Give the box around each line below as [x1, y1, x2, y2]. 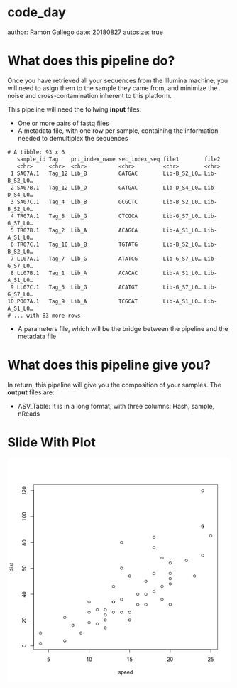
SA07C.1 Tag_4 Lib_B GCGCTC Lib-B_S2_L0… [16, 198, 202, 205]
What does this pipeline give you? [7, 357, 211, 373]
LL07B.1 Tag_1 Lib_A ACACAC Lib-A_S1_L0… [16, 269, 202, 276]
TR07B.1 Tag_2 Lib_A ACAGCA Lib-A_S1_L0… [16, 227, 202, 234]
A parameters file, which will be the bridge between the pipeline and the [17, 324, 228, 333]
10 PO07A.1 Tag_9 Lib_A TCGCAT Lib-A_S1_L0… [7, 298, 202, 305]
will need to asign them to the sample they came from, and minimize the [7, 83, 218, 92]
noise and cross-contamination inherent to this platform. [7, 91, 172, 100]
